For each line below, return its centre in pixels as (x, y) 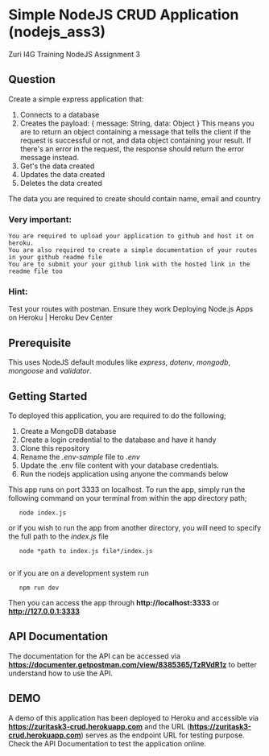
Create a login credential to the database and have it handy (118, 440)
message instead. (49, 157)
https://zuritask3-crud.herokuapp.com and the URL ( (99, 726)
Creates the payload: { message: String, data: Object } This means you (137, 123)
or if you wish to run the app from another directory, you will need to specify (135, 527)
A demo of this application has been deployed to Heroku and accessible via (134, 717)
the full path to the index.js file (58, 536)
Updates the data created (62, 174)
